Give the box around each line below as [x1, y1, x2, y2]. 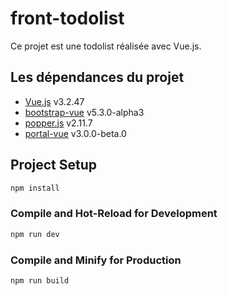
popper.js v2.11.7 [24, 117, 93, 129]
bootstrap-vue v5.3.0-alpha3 [24, 106, 145, 118]
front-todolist [10, 7, 125, 30]
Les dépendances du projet [10, 69, 185, 86]
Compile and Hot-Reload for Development [10, 207, 218, 221]
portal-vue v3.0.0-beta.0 [24, 127, 127, 139]
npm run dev [10, 229, 60, 239]
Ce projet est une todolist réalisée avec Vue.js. [10, 40, 202, 52]
